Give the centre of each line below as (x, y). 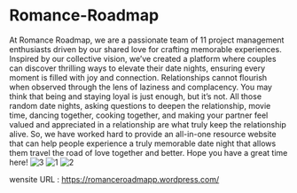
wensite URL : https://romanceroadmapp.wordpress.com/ (114, 179)
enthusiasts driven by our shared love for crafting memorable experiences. (145, 49)
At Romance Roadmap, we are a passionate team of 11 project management (147, 40)
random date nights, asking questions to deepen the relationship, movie (140, 105)
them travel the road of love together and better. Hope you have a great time (148, 152)
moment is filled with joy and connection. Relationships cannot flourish (138, 77)
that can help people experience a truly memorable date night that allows (143, 143)
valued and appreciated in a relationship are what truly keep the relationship (148, 124)
